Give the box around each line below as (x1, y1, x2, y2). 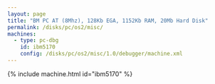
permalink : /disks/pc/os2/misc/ (7, 23, 103, 31)
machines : (7, 30, 37, 38)
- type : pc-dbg (14, 37, 59, 44)
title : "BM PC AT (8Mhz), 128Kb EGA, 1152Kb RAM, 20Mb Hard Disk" (7, 17, 209, 24)
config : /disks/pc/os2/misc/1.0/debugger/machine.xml (20, 51, 183, 58)
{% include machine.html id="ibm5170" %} (7, 69, 133, 78)
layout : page (7, 10, 46, 18)
